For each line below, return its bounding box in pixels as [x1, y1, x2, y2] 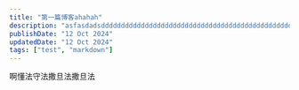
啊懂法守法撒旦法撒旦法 [9, 71, 95, 82]
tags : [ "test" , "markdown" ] [9, 46, 114, 55]
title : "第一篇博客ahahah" [9, 12, 102, 22]
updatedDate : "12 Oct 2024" [9, 37, 114, 47]
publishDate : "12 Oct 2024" [9, 29, 114, 38]
